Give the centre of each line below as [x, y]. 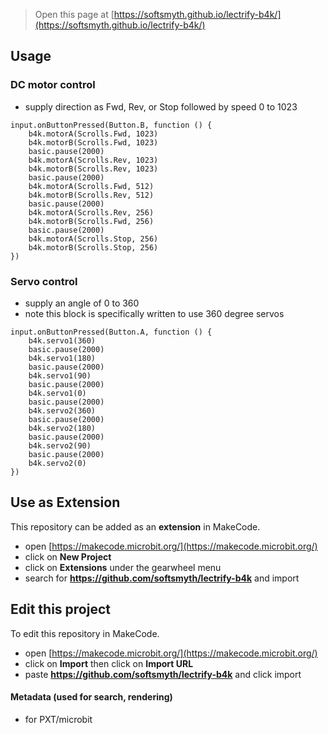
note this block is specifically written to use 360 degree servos [154, 313]
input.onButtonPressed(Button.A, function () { [111, 332]
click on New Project [68, 556]
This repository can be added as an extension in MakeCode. [135, 526]
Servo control [44, 281]
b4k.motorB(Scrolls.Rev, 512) [91, 195]
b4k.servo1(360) [62, 340]
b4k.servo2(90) [60, 445]
